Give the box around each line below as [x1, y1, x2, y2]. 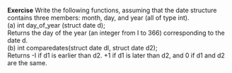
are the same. [7, 59, 47, 67]
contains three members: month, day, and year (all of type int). [7, 13, 190, 22]
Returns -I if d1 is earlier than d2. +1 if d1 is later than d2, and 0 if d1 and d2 [7, 51, 225, 60]
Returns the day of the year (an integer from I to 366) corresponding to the [7, 28, 225, 37]
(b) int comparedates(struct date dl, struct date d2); [7, 44, 158, 52]
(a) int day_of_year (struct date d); [7, 21, 106, 29]
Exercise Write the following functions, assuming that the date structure [7, 6, 217, 14]
